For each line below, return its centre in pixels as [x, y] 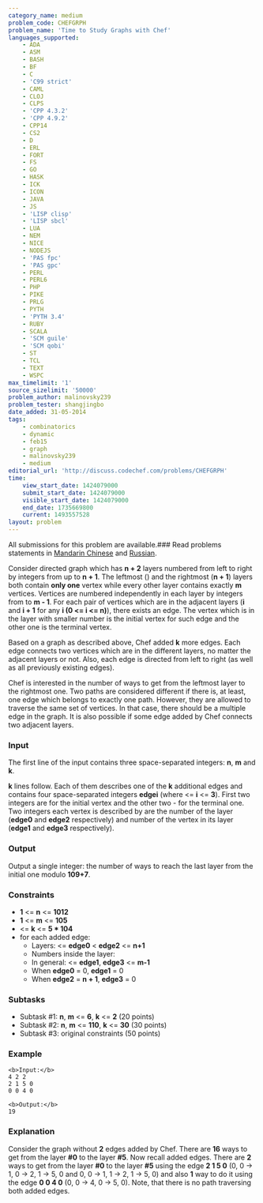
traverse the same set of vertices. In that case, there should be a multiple [127, 708]
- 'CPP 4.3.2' [45, 111]
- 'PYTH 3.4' [44, 317]
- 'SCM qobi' [44, 346]
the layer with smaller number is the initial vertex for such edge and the [124, 618]
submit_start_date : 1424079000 [74, 493]
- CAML [33, 89]
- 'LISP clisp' [47, 214]
